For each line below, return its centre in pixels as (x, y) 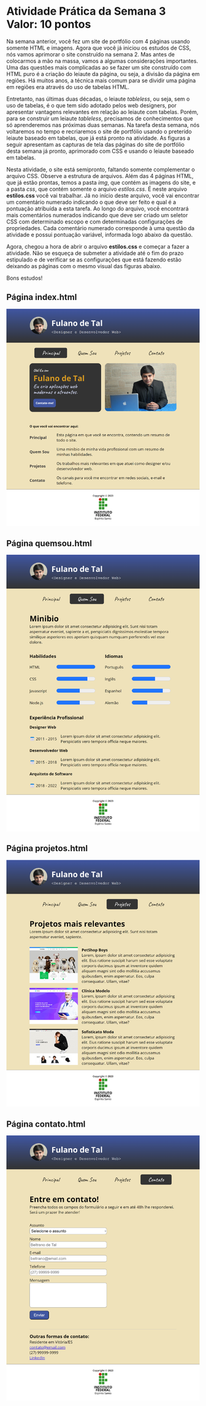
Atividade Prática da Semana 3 (86, 11)
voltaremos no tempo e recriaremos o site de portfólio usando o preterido (99, 131)
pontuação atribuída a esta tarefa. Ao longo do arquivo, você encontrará (97, 208)
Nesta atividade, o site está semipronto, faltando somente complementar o (101, 169)
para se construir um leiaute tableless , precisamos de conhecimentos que (100, 118)
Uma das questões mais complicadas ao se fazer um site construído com (99, 67)
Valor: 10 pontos (49, 24)
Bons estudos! (25, 278)
